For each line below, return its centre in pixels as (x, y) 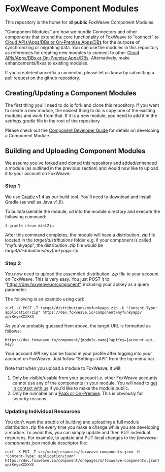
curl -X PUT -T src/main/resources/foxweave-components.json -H (72, 452)
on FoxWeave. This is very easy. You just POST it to (57, 279)
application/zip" (23, 313)
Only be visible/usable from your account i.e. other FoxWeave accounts (85, 378)
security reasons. (30, 399)
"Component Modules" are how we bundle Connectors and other (71, 31)
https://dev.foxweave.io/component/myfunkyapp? (92, 313)
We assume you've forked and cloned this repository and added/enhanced (81, 163)
